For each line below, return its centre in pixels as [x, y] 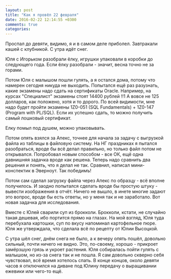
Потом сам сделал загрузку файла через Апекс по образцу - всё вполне [85, 181]
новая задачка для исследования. [43, 203]
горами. [14, 70]
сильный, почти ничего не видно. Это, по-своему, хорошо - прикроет [82, 244]
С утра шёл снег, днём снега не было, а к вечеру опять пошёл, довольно [85, 238]
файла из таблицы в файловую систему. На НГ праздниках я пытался [81, 144]
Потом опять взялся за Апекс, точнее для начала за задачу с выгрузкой [84, 138]
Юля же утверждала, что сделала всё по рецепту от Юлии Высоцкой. [82, 229]
